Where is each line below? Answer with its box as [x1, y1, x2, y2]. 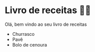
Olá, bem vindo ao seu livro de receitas [5, 21, 87, 27]
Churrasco [12, 31, 35, 37]
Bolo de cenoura [12, 41, 47, 47]
